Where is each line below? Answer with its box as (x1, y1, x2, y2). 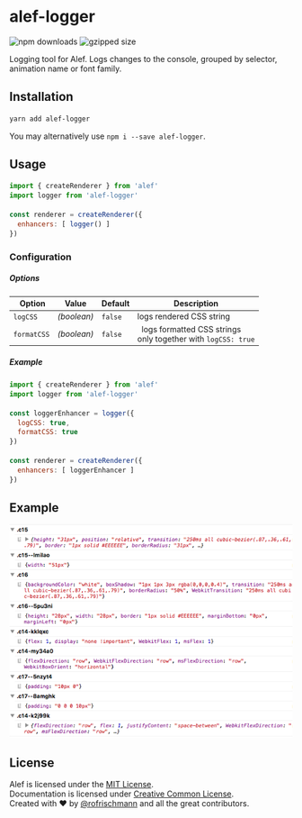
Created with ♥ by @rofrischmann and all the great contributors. (9, 798, 250, 809)
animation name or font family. (9, 63, 122, 74)
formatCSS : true (17, 428, 78, 437)
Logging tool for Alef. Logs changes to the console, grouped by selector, (9, 53, 278, 64)
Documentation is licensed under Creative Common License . (9, 788, 235, 799)
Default (102, 298, 130, 309)
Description (173, 298, 218, 309)
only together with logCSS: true (137, 333, 255, 344)
